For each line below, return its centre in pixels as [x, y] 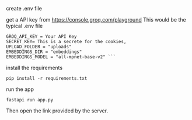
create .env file [24, 8]
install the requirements [34, 68]
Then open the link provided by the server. [57, 111]
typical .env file [25, 26]
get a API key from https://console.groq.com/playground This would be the [96, 20]
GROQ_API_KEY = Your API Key [41, 37]
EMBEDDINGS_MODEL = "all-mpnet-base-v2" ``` [61, 57]
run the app [20, 89]
